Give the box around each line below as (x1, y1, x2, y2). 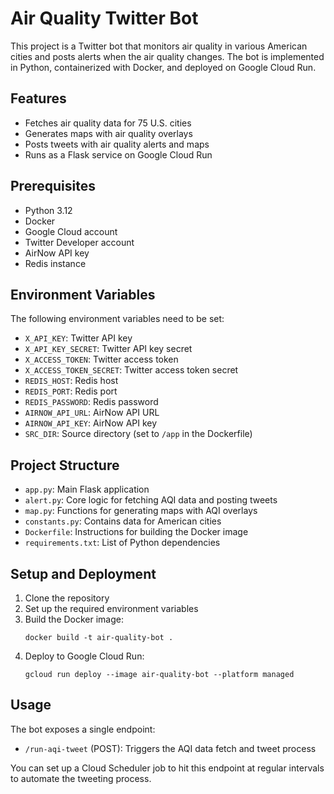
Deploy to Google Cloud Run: (24, 650, 145, 662)
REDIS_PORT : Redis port (24, 385, 118, 397)
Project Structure (10, 457, 120, 474)
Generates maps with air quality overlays (24, 127, 193, 139)
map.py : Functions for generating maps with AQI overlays (24, 505, 258, 517)
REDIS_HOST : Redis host (24, 375, 119, 387)
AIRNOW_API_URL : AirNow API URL (24, 407, 160, 419)
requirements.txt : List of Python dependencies (24, 537, 221, 549)
